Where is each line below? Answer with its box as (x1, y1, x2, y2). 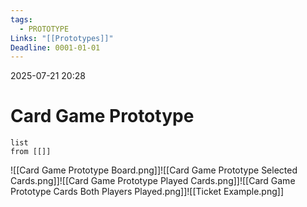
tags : (10, 14, 33, 25)
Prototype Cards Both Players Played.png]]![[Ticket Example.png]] (10, 186, 285, 198)
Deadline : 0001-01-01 (10, 42, 101, 53)
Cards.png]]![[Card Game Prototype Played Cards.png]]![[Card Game (10, 175, 296, 187)
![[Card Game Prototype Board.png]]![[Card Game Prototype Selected (10, 164, 298, 176)
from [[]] (10, 147, 52, 157)
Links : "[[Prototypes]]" (10, 33, 114, 43)
